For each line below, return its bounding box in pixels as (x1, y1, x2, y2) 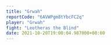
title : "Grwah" (6, 8, 43, 15)
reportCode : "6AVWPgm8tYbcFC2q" (6, 14, 84, 20)
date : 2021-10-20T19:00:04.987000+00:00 (6, 30, 106, 36)
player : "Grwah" (6, 19, 45, 25)
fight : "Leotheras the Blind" (6, 25, 80, 31)
